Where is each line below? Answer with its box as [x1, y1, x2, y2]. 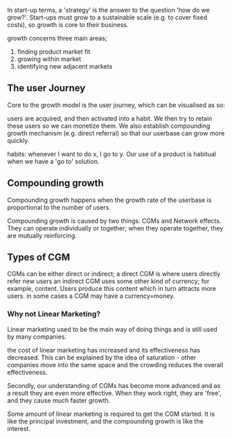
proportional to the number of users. [7, 203, 111, 211]
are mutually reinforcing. [7, 231, 78, 239]
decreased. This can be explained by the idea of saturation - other [7, 353, 197, 362]
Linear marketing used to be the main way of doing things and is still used [7, 325, 218, 333]
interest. [7, 424, 31, 432]
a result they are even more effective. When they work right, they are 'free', [7, 389, 222, 397]
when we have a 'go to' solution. [7, 157, 100, 165]
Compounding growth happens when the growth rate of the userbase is [7, 196, 212, 204]
